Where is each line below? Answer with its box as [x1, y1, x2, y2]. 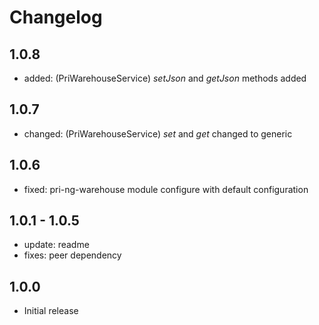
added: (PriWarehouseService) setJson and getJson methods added [23, 72, 307, 84]
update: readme [23, 239, 90, 251]
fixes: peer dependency [23, 249, 122, 261]
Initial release [23, 305, 79, 317]
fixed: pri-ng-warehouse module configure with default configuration [23, 183, 309, 195]
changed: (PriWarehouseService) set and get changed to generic [23, 127, 293, 140]
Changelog [9, 6, 103, 29]
